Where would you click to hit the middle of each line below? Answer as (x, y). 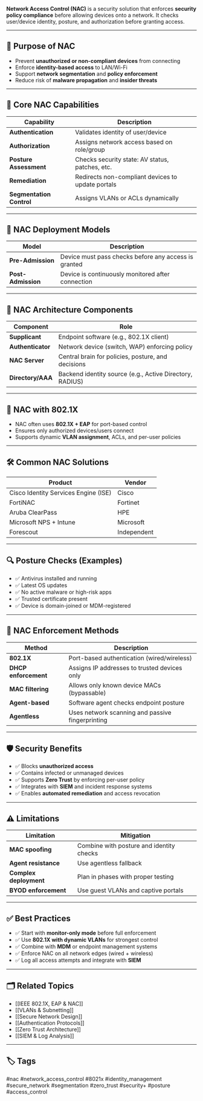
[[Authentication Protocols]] (50, 1023)
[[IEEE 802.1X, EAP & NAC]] (49, 1004)
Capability (39, 122)
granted (71, 265)
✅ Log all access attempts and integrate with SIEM (78, 960)
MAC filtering (29, 689)
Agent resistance (35, 863)
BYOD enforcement (38, 890)
